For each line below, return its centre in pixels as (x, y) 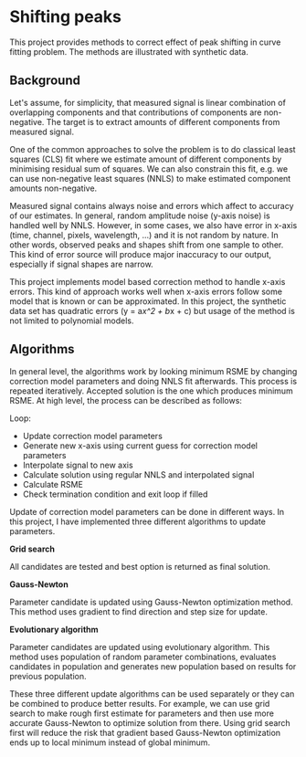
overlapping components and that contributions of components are (136, 112)
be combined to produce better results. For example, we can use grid (140, 703)
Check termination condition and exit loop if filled (115, 494)
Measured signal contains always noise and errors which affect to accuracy (152, 205)
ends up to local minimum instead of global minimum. (110, 742)
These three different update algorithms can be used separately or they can (152, 694)
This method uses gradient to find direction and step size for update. (138, 611)
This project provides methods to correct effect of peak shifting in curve (145, 42)
